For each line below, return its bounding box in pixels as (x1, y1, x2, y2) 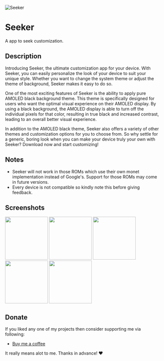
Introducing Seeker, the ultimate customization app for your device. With (5, 65, 151, 71)
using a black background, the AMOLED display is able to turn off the (5, 106, 144, 112)
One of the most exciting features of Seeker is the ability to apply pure (5, 90, 146, 96)
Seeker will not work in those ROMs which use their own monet (12, 168, 140, 174)
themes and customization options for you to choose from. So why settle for (5, 131, 158, 137)
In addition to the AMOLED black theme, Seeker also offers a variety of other (5, 125, 159, 132)
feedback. (12, 189, 33, 195)
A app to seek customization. (5, 38, 64, 44)
